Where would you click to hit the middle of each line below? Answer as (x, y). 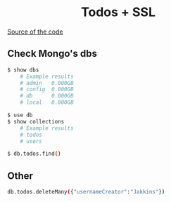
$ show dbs (23, 70)
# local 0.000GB (47, 102)
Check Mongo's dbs (52, 54)
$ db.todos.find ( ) (34, 154)
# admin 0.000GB (47, 83)
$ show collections (36, 121)
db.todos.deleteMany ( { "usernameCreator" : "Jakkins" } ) (86, 192)
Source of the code (35, 32)
